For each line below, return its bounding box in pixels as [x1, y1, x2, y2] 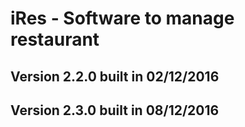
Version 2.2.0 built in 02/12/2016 [10, 68, 220, 85]
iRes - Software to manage [10, 7, 235, 30]
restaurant [10, 28, 100, 51]
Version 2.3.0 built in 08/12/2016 [10, 102, 220, 119]
